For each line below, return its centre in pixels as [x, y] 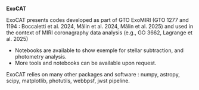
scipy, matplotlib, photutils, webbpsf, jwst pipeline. [68, 81]
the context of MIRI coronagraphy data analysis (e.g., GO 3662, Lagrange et [99, 33]
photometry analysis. [41, 57]
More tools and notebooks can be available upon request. [85, 63]
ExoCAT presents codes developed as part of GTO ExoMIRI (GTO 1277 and [97, 20]
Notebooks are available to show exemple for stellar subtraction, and [99, 50]
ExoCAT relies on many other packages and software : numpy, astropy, [93, 74]
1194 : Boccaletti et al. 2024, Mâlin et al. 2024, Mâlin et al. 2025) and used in [100, 26]
